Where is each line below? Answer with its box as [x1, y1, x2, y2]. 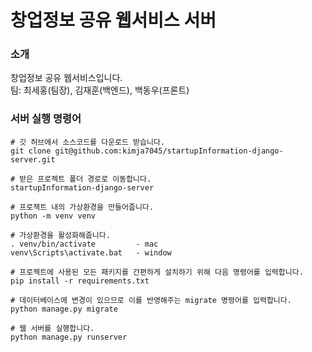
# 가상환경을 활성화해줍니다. [10, 230, 111, 240]
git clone [10, 146, 52, 156]
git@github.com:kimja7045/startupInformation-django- [54, 146, 284, 156]
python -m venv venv [10, 211, 97, 221]
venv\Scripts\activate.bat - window [10, 247, 172, 258]
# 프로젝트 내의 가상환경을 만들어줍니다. [10, 202, 154, 212]
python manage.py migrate [10, 304, 118, 314]
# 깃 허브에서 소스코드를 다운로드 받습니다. [10, 137, 166, 147]
